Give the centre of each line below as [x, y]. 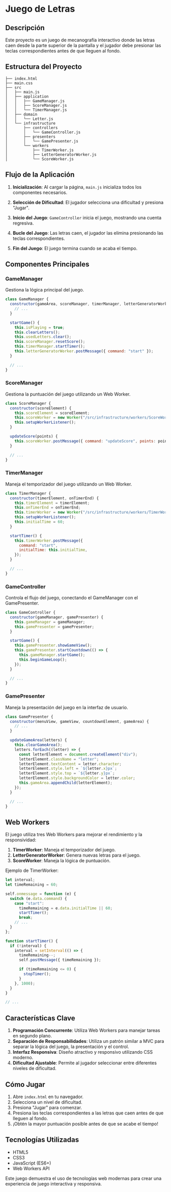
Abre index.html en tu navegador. [48, 1097]
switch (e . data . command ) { [38, 898]
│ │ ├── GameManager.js [35, 101]
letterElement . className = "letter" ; [59, 759]
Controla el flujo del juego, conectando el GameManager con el [72, 598]
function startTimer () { [32, 941]
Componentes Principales [47, 264]
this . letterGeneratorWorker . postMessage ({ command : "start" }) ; [84, 351]
